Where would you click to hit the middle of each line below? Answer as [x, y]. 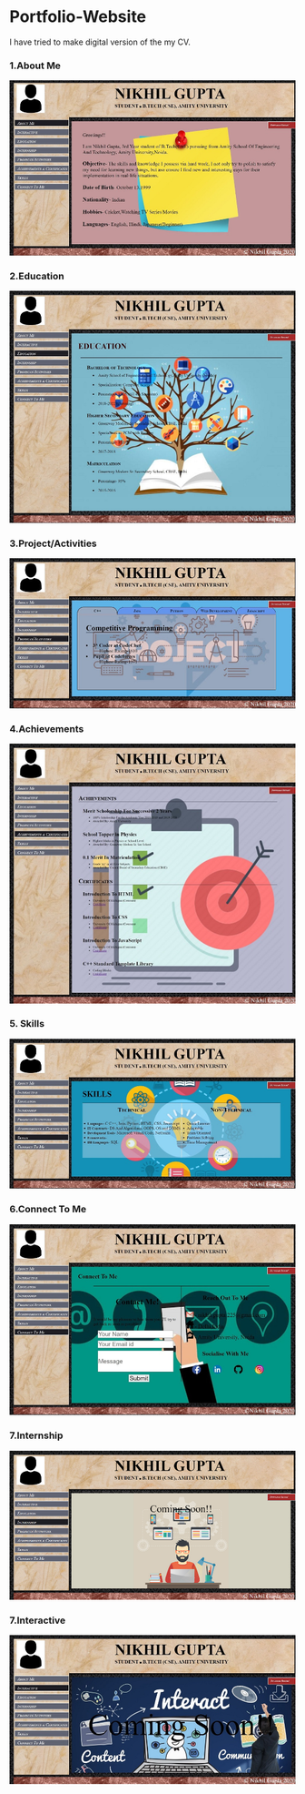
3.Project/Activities [53, 543]
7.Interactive [38, 1620]
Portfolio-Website [78, 17]
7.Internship [36, 1435]
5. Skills [27, 1024]
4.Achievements [47, 728]
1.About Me [35, 66]
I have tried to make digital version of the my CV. [100, 42]
